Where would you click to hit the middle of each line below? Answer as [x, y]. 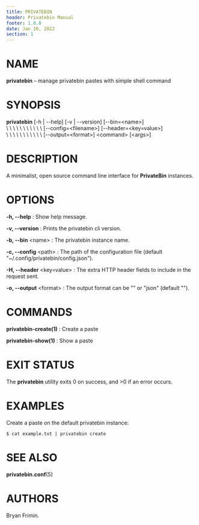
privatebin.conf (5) [29, 474]
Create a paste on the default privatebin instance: [68, 423]
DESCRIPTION [42, 159]
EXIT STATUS [41, 365]
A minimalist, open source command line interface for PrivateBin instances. [100, 175]
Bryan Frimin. [23, 515]
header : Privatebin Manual [40, 17]
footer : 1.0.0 [24, 23]
